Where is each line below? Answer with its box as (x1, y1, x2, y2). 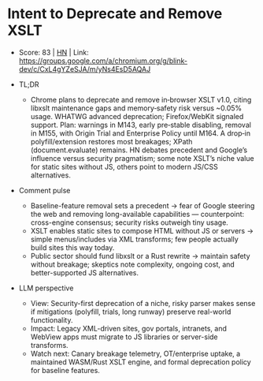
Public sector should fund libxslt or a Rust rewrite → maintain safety (30, 251, 250, 260)
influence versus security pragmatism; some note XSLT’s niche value (30, 153, 254, 162)
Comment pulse (18, 185, 71, 195)
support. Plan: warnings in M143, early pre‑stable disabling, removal (30, 120, 251, 129)
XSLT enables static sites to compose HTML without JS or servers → (30, 226, 254, 235)
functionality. (30, 315, 73, 324)
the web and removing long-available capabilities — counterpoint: (30, 209, 245, 219)
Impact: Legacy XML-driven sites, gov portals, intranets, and (30, 323, 228, 333)
